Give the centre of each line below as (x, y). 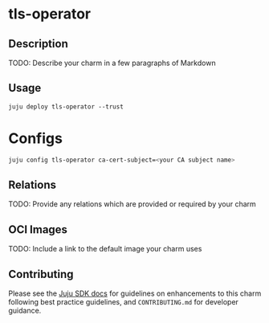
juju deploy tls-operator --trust (66, 106)
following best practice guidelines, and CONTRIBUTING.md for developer (124, 302)
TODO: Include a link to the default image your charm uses (105, 249)
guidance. (25, 311)
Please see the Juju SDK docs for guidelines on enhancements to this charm (135, 293)
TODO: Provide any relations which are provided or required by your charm (132, 204)
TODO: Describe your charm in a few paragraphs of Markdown (112, 63)
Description (38, 44)
